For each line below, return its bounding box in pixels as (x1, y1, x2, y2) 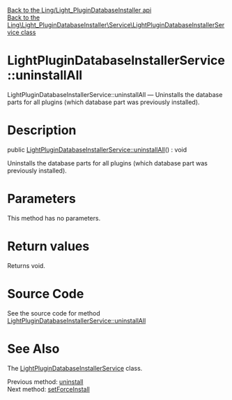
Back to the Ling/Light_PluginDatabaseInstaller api (7, 6, 152, 14)
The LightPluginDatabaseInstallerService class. (7, 364, 143, 372)
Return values (7, 239, 90, 254)
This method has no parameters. (7, 214, 101, 222)
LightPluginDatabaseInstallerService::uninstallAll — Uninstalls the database (7, 90, 223, 98)
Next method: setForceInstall (7, 385, 91, 393)
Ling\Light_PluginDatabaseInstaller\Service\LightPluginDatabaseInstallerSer (7, 21, 225, 29)
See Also (7, 341, 60, 357)
